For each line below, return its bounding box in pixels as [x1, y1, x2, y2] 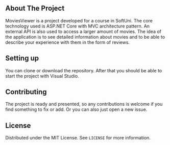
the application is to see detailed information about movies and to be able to [5, 34, 165, 40]
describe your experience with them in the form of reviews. [5, 39, 130, 45]
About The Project [5, 4, 65, 13]
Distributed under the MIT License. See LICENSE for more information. [5, 135, 151, 141]
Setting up [5, 54, 39, 63]
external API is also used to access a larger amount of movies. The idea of [5, 28, 162, 35]
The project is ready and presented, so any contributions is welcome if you [5, 101, 163, 107]
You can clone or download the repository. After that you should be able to [5, 67, 162, 73]
